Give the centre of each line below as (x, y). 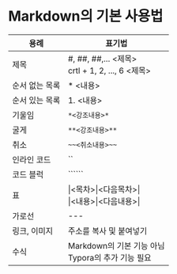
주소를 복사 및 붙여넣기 (107, 230)
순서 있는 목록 (36, 100)
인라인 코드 (32, 159)
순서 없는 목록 (36, 86)
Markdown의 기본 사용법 (86, 16)
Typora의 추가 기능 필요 (109, 257)
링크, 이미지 (33, 230)
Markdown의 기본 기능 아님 (116, 245)
